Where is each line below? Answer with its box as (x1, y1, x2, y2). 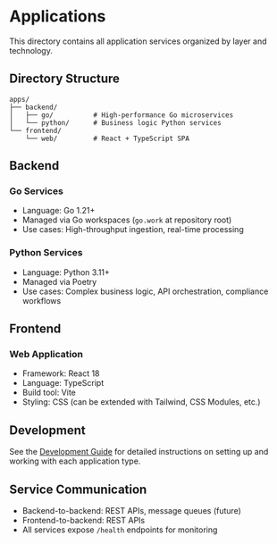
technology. (9, 45, 54, 55)
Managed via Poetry (21, 276, 97, 287)
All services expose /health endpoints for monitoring (21, 524, 218, 535)
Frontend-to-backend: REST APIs (21, 515, 146, 526)
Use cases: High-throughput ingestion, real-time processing (21, 224, 244, 235)
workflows (21, 295, 62, 305)
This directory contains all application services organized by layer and (9, 36, 267, 46)
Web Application (9, 348, 83, 361)
